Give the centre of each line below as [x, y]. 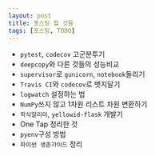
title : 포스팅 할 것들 [41, 23]
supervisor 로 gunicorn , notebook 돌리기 [82, 74]
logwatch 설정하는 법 [52, 94]
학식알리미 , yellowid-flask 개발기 [72, 114]
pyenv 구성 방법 [43, 134]
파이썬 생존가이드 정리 [51, 144]
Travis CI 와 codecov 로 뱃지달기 [70, 84]
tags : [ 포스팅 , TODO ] [42, 30]
